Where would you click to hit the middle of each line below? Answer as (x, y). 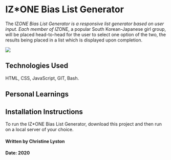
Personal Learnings (37, 94)
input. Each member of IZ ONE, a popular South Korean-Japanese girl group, (86, 29)
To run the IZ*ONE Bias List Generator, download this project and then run (84, 124)
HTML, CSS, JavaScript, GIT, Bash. (42, 78)
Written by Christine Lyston (35, 141)
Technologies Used (37, 66)
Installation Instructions (44, 112)
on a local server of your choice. (39, 129)
